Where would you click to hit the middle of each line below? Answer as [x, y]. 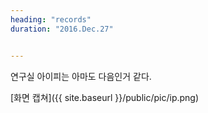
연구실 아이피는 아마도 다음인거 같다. [81, 76]
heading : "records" [51, 19]
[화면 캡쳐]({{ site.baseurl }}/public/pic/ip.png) [105, 97]
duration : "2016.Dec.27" [62, 29]
